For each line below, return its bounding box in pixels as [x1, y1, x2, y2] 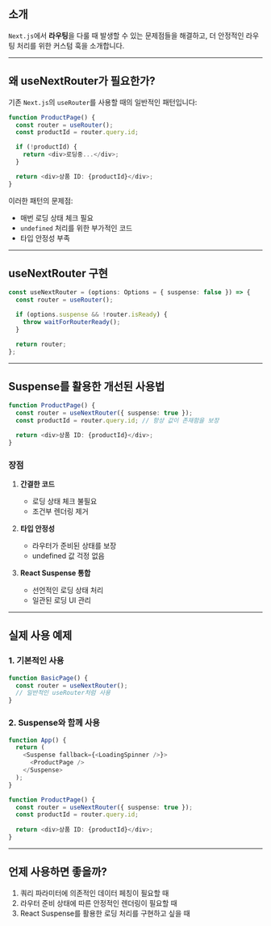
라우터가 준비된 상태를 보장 [31, 541, 117, 551]
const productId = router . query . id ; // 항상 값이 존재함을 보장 [15, 417, 219, 425]
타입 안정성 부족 [19, 233, 70, 242]
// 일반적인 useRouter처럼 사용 [15, 689, 111, 697]
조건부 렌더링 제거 [31, 507, 89, 516]
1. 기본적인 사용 [8, 655, 65, 667]
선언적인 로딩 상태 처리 [31, 585, 104, 596]
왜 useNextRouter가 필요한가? [8, 74, 156, 88]
